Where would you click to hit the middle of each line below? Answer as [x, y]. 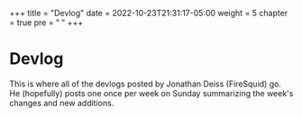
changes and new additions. [62, 103]
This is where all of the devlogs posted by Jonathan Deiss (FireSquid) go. [146, 84]
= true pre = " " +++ [46, 22]
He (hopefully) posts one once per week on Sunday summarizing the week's [151, 93]
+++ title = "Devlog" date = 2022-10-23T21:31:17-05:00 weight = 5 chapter [149, 13]
